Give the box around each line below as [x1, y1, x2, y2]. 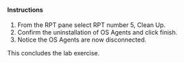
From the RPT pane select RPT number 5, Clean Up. [17, 21, 166, 29]
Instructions [7, 6, 44, 14]
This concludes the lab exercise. [7, 49, 100, 57]
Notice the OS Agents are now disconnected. [17, 35, 147, 44]
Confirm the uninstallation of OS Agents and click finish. [17, 28, 178, 37]
